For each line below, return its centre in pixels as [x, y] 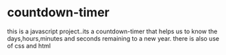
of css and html [29, 45]
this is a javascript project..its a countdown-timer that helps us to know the [112, 31]
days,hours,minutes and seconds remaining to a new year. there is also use [113, 38]
